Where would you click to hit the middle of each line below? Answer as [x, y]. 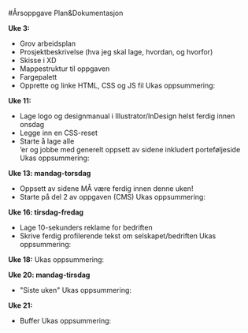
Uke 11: [20, 101]
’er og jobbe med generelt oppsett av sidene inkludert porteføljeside [130, 150]
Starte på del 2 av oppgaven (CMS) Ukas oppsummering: [113, 197]
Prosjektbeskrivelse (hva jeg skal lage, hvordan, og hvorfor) [116, 52]
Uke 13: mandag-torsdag [50, 173]
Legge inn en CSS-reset [59, 133]
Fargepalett [38, 77]
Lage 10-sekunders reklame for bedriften [86, 227]
